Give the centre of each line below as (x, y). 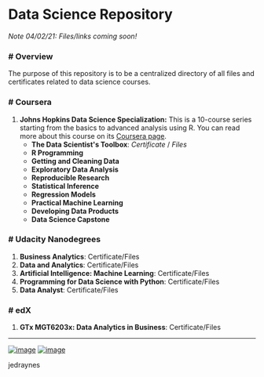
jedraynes (24, 365)
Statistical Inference (65, 186)
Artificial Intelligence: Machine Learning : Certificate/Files (114, 273)
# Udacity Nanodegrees (54, 239)
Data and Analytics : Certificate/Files (79, 265)
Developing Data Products (75, 211)
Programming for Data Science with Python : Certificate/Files (119, 281)
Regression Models (64, 194)
